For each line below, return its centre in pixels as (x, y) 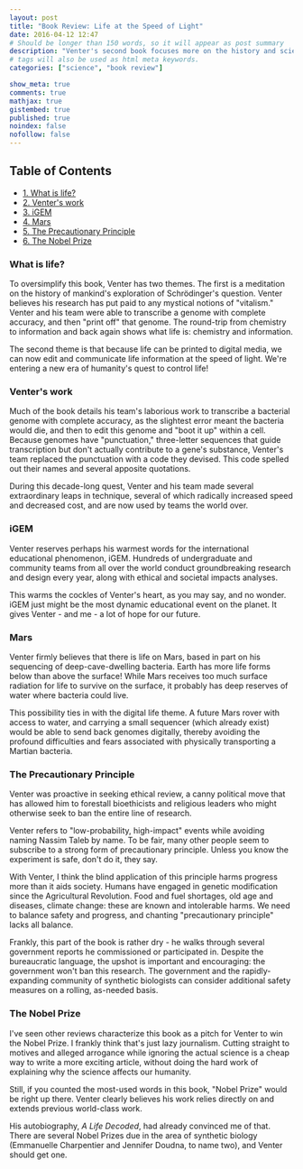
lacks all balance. (41, 925)
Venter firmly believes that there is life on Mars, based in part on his (135, 657)
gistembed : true (40, 109)
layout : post (34, 18)
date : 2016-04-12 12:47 (54, 34)
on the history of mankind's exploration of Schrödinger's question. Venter (146, 293)
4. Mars (37, 221)
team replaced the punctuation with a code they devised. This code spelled (149, 459)
